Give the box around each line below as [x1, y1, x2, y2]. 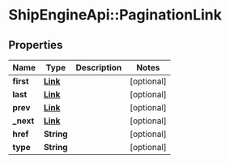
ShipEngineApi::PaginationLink [8, 6, 223, 24]
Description [75, 62, 122, 73]
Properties [8, 38, 63, 52]
